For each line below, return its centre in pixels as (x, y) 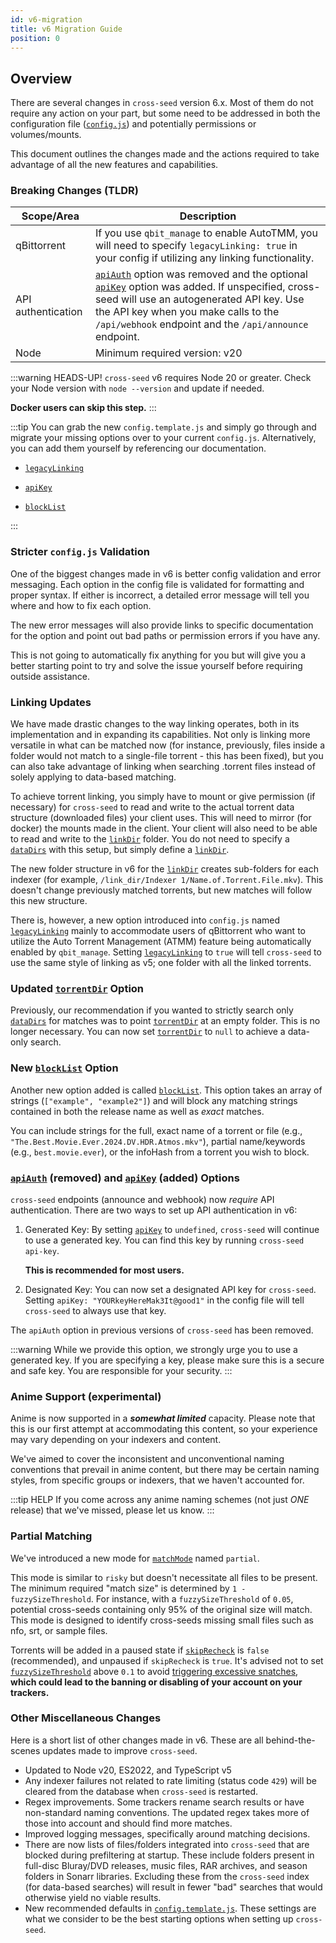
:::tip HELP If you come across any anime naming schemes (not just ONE (160, 1500)
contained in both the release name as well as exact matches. (137, 1111)
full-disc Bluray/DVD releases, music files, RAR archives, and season (166, 1865)
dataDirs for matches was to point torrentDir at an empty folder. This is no (165, 1021)
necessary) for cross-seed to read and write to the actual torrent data (152, 807)
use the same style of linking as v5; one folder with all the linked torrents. (161, 963)
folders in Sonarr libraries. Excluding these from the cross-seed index (167, 1876)
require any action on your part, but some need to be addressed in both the (165, 113)
